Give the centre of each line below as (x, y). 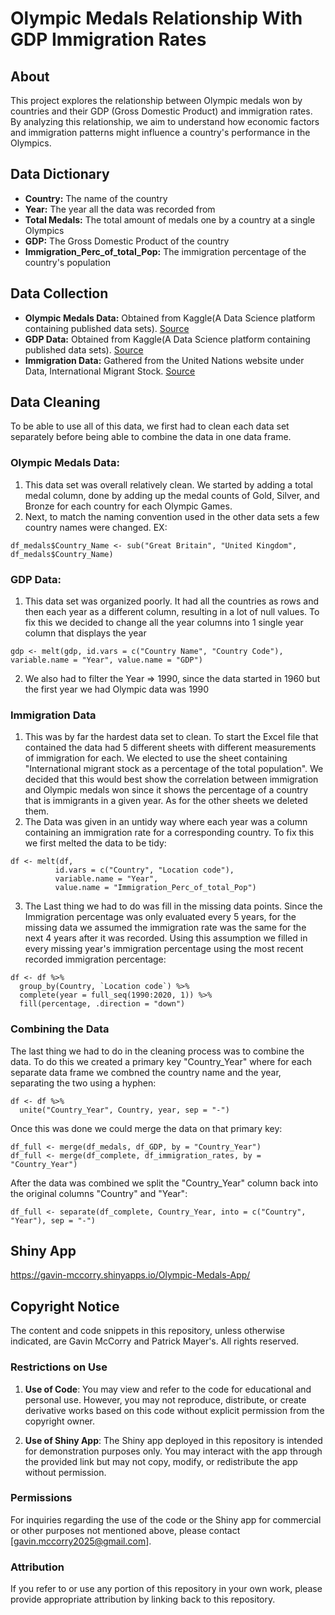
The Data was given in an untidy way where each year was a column (166, 822)
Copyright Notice (65, 1306)
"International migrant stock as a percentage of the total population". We (174, 769)
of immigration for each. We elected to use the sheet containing (156, 758)
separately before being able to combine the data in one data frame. (151, 437)
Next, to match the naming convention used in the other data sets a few (172, 516)
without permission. (65, 1472)
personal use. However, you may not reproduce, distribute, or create (165, 1399)
